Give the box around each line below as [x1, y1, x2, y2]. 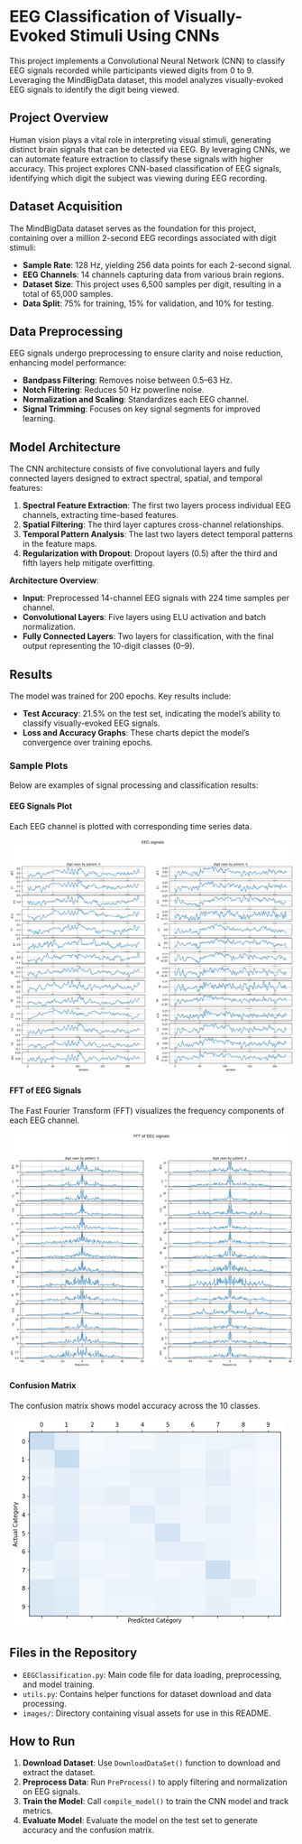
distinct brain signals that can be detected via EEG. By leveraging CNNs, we [9, 144, 291, 154]
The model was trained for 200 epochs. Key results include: [9, 690, 232, 701]
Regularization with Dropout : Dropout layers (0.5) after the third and [22, 548, 278, 559]
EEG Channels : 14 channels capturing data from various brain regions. [22, 269, 285, 280]
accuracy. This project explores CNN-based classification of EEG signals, [9, 162, 282, 173]
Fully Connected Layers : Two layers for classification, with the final [22, 631, 274, 642]
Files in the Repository [9, 1645, 138, 1661]
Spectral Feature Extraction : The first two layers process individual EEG [22, 500, 291, 511]
